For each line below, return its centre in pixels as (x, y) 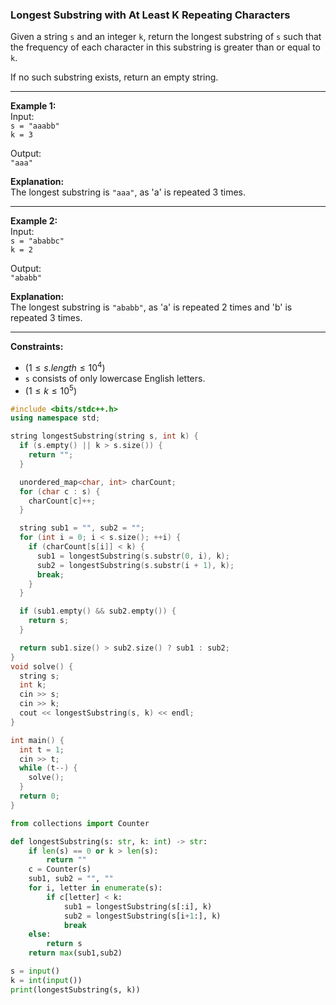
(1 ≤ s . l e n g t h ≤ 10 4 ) (65, 366)
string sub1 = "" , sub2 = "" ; (82, 528)
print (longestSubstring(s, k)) (75, 989)
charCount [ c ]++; (62, 501)
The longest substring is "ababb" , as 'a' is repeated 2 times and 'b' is (151, 307)
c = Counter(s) (60, 869)
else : (40, 934)
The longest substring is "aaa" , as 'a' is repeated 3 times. (128, 192)
